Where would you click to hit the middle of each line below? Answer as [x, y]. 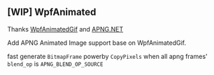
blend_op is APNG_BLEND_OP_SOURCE [55, 64]
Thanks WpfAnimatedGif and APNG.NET [65, 29]
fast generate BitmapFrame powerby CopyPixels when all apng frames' [107, 56]
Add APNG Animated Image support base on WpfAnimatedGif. [97, 43]
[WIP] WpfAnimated [52, 12]
